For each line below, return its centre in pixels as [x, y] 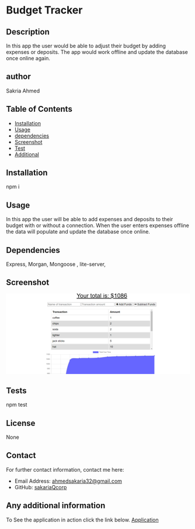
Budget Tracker [44, 10]
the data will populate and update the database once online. [78, 232]
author [18, 77]
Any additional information [56, 506]
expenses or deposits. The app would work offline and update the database [97, 52]
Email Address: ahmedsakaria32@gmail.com [68, 481]
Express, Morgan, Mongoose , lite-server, [56, 264]
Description [28, 32]
